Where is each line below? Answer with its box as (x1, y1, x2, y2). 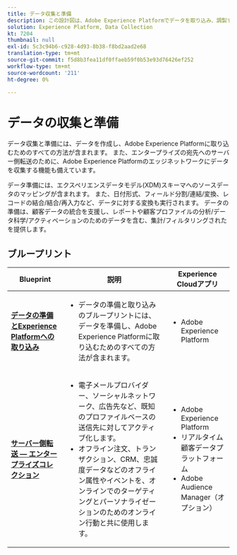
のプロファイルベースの (78, 412, 157, 422)
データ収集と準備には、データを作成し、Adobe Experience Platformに (7, 139, 211, 148)
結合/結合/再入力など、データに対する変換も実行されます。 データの (31, 198, 229, 207)
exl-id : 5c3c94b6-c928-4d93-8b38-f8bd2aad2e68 (7, 43, 147, 50)
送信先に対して (78, 423, 128, 433)
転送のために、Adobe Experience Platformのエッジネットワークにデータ (19, 157, 229, 166)
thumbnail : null (7, 37, 55, 44)
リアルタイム (181, 432, 224, 442)
